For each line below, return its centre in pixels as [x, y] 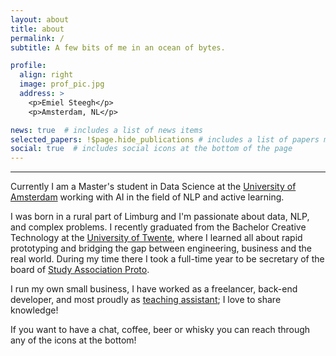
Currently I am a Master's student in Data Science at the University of [153, 187]
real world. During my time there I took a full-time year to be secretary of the [167, 259]
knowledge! [34, 310]
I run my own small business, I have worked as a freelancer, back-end [154, 289]
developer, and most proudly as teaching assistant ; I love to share [146, 300]
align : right [46, 75]
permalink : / [37, 38]
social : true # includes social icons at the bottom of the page [151, 149]
